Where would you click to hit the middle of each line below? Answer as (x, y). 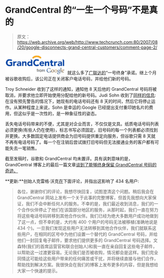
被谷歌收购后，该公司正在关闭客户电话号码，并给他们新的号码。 (69, 79)
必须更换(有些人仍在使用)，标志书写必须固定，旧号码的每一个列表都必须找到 (82, 130)
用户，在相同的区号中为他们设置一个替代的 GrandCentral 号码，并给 (89, 234)
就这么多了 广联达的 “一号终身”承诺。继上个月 (112, 72)
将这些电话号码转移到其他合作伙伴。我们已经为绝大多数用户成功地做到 (88, 216)
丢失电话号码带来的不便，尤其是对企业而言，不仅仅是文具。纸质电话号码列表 (82, 124)
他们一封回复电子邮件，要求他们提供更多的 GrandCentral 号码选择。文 (87, 240)
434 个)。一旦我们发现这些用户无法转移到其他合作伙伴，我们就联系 (84, 228)
